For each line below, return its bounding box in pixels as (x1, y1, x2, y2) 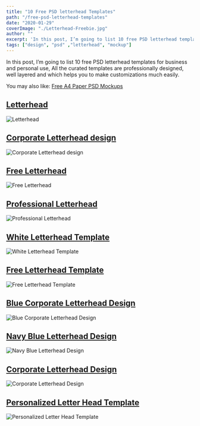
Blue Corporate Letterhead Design (6, 298, 136, 309)
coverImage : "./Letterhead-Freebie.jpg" (6, 25, 108, 32)
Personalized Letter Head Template (6, 397, 140, 408)
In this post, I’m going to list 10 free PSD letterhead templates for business (6, 58, 187, 66)
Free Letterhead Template (6, 265, 104, 275)
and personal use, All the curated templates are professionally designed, (6, 64, 184, 71)
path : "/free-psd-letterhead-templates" (6, 14, 108, 20)
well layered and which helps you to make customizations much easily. (6, 71, 180, 78)
